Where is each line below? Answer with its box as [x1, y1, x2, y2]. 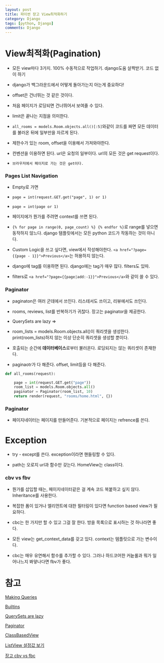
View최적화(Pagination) [5, 48, 101, 59]
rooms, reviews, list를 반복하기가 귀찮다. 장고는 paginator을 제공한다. [12, 308, 146, 314]
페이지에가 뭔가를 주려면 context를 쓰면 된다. [12, 214, 98, 220]
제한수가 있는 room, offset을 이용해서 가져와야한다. [12, 140, 110, 146]
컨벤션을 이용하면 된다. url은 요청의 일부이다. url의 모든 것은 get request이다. [12, 151, 160, 156]
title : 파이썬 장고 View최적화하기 [5, 12, 68, 17]
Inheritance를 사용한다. [12, 492, 58, 498]
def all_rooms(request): [5, 371, 56, 376]
